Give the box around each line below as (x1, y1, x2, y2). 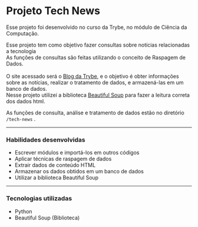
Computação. (6, 29, 39, 37)
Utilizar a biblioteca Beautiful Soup (14, 174, 99, 181)
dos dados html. (6, 97, 45, 104)
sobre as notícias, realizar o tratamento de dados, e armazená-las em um (6, 78, 184, 86)
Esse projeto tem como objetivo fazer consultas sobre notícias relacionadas (6, 41, 190, 48)
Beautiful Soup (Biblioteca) (14, 214, 80, 221)
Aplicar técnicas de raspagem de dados (14, 155, 112, 163)
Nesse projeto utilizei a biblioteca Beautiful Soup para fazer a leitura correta (6, 91, 190, 98)
